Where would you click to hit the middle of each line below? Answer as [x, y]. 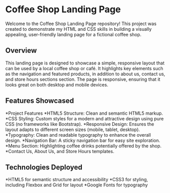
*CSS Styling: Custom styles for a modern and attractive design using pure [84, 118]
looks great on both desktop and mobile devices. [57, 84]
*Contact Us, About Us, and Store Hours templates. [60, 151]
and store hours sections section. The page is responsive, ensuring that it [83, 79]
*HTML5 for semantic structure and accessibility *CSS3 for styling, [77, 180]
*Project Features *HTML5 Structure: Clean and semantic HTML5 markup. [84, 113]
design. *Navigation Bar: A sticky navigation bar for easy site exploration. [83, 140]
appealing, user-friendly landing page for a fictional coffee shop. [73, 34]
